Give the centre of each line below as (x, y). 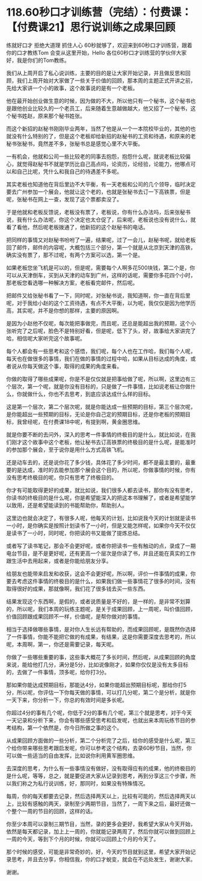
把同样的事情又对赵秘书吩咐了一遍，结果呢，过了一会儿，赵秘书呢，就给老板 (101, 240)
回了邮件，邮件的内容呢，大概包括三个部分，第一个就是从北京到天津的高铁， (101, 247)
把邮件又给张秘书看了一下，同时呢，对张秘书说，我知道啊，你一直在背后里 (98, 295)
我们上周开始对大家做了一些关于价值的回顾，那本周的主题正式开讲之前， (106, 80)
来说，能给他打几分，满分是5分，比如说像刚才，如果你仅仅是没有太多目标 (97, 665)
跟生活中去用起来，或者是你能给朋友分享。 (59, 560)
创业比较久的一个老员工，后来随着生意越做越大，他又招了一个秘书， (106, 108)
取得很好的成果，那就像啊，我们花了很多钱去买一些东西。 (77, 588)
